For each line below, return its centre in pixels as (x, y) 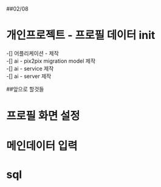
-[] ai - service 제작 (30, 68)
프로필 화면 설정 (43, 116)
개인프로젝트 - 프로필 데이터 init (81, 35)
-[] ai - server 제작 (29, 76)
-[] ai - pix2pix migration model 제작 (51, 61)
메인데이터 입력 (42, 146)
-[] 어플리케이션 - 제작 (33, 53)
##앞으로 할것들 (25, 89)
